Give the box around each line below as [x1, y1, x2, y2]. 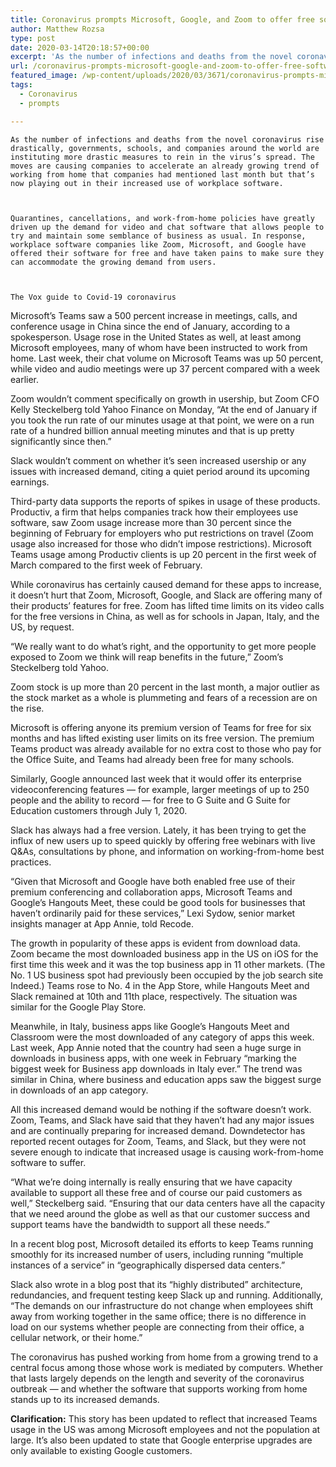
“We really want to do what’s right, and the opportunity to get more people [10, 640, 317, 652]
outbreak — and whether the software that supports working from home [10, 1382, 308, 1395]
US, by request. [10, 621, 75, 633]
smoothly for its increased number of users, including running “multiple [10, 1248, 304, 1260]
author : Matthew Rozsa [10, 24, 105, 34]
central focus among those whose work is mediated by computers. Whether [10, 1361, 324, 1373]
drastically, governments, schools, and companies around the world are [10, 143, 320, 153]
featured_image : [10, 71, 78, 81]
